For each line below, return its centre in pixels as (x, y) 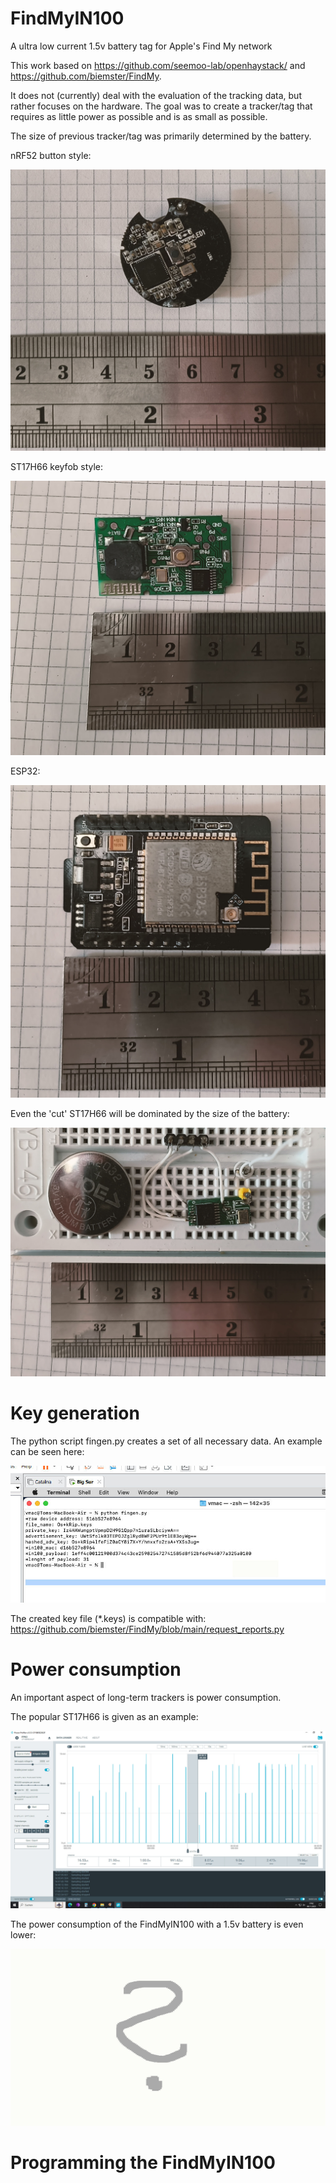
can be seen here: (47, 1451)
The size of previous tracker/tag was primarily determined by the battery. (161, 136)
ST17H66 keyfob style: (57, 467)
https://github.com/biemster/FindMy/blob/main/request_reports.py (147, 1629)
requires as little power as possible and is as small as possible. (139, 116)
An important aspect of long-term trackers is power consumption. (146, 1698)
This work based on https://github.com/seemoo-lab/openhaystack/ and (158, 65)
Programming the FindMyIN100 (143, 2163)
